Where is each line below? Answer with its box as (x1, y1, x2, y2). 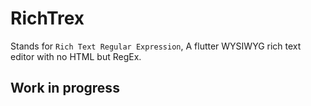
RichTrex (10, 7, 85, 30)
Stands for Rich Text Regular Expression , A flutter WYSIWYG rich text (10, 40, 302, 52)
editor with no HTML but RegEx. (10, 50, 142, 62)
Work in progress (10, 80, 120, 97)
